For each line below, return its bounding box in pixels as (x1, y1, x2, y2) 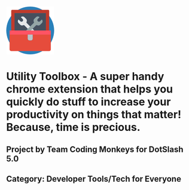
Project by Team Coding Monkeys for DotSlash (6, 144, 184, 154)
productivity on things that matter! (6, 108, 181, 121)
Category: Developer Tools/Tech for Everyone (6, 174, 181, 184)
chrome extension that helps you (6, 82, 173, 96)
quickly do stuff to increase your (6, 95, 171, 109)
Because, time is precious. (6, 121, 141, 134)
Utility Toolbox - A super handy (6, 70, 164, 84)
